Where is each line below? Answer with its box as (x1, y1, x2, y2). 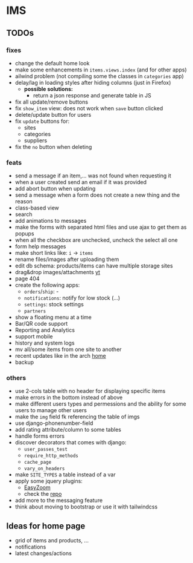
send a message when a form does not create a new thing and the (14, 191, 180, 199)
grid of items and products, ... (14, 537, 89, 544)
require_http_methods (24, 453, 78, 459)
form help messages (14, 243, 66, 250)
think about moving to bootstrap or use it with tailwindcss (14, 503, 158, 510)
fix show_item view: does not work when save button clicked (14, 104, 163, 112)
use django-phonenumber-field (14, 420, 93, 427)
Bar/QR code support (14, 320, 68, 328)
